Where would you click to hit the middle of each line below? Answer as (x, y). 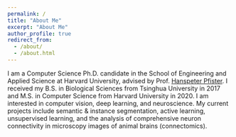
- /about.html (34, 54)
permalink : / (27, 14)
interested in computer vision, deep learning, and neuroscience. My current (118, 103)
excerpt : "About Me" (38, 27)
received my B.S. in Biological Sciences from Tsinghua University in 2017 (114, 88)
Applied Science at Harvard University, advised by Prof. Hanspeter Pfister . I (118, 81)
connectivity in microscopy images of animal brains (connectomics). (107, 126)
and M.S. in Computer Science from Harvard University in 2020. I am (108, 95)
